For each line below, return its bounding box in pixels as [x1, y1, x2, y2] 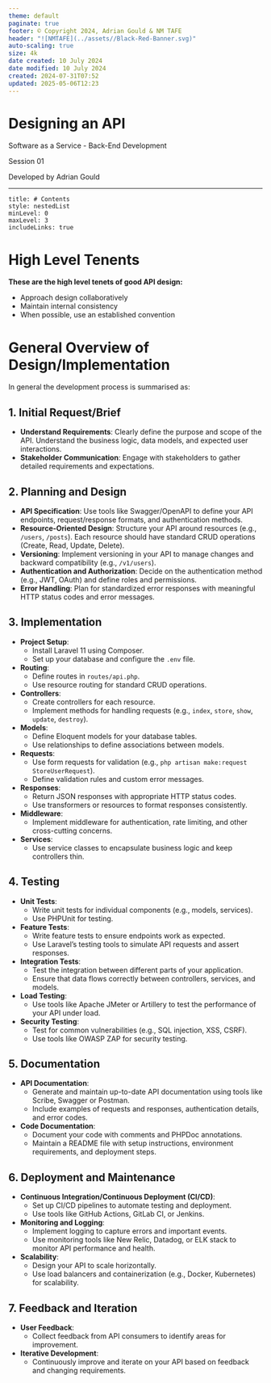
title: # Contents [8, 195, 70, 204]
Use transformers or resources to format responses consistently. [31, 800, 248, 809]
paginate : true [8, 19, 60, 27]
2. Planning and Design [8, 485, 127, 498]
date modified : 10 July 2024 [8, 65, 106, 73]
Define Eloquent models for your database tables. [31, 731, 198, 741]
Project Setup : [19, 637, 69, 646]
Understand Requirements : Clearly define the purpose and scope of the [19, 427, 262, 437]
